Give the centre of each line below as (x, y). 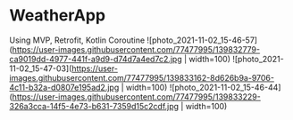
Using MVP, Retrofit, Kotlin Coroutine (77, 40)
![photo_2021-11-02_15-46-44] (225, 87)
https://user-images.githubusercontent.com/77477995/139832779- (136, 49)
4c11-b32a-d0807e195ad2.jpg (64, 87)
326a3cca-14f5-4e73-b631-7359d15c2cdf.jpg (94, 106)
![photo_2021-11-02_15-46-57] (202, 40)
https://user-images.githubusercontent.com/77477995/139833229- (136, 96)
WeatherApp (57, 16)
